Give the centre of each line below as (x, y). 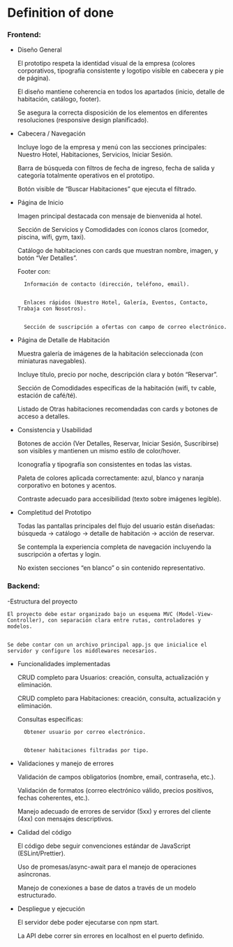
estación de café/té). (47, 395)
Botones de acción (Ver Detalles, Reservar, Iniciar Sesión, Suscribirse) (118, 443)
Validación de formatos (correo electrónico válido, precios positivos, (115, 790)
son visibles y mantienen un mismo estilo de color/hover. (99, 451)
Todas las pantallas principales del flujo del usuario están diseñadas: (116, 526)
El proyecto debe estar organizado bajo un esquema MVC (90, 614)
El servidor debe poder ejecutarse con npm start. (88, 922)
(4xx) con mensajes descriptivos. (65, 818)
